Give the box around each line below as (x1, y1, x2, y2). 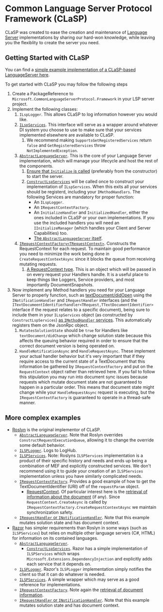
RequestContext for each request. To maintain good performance (19, 245, 150, 251)
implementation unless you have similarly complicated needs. (19, 473, 142, 479)
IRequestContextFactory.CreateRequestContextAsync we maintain (26, 504, 157, 510)
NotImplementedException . (26, 147, 79, 153)
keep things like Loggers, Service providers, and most (26, 277, 135, 282)
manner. (19, 400, 36, 405)
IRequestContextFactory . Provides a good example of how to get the (19, 478, 156, 484)
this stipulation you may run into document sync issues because (19, 374, 148, 380)
